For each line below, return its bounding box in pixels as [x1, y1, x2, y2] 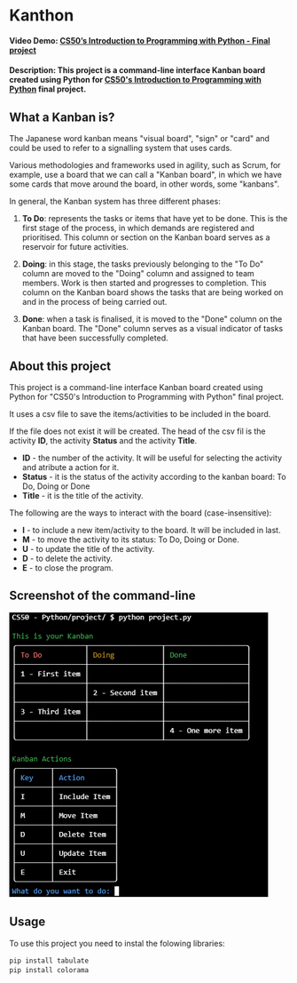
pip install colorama [9, 965, 90, 974]
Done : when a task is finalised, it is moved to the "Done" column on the [21, 314, 283, 324]
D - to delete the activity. [21, 553, 113, 563]
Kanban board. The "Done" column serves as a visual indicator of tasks [21, 324, 284, 334]
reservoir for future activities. [21, 242, 129, 252]
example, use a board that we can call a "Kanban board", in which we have [9, 170, 282, 180]
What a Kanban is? [9, 109, 115, 124]
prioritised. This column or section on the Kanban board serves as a [21, 232, 270, 243]
